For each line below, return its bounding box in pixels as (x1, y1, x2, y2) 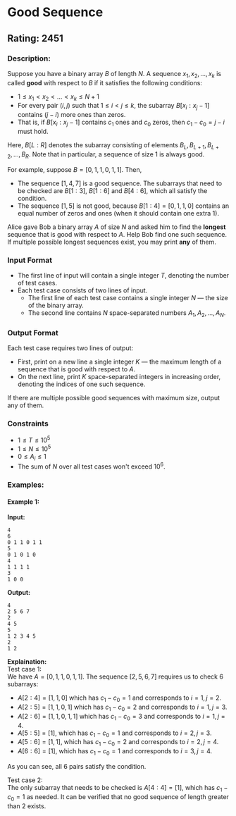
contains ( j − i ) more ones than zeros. (17, 111, 126, 119)
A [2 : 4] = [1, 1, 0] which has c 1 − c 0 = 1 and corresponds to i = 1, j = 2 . (17, 693, 222, 704)
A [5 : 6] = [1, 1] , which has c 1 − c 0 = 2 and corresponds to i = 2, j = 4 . (17, 738, 219, 748)
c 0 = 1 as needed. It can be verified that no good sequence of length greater (7, 792, 229, 803)
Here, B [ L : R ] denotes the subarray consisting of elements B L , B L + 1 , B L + (7, 141, 220, 151)
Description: (7, 54, 51, 63)
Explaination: (7, 657, 47, 666)
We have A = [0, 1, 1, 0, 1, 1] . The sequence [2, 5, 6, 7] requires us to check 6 (7, 672, 224, 681)
